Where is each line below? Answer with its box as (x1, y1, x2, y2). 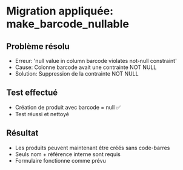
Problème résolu (6, 41, 70, 51)
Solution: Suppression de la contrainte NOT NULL (15, 70, 139, 77)
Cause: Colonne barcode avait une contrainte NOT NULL (15, 64, 157, 71)
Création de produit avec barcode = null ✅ (15, 103, 121, 111)
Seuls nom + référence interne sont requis (15, 150, 121, 158)
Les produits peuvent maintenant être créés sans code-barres (15, 144, 170, 151)
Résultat (6, 128, 39, 139)
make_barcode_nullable (6, 17, 129, 31)
